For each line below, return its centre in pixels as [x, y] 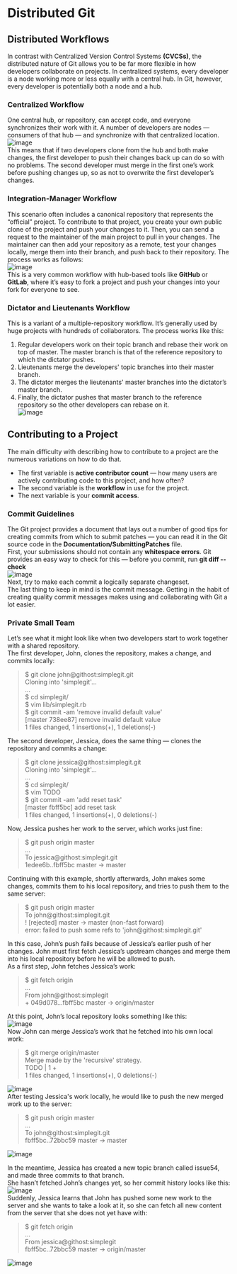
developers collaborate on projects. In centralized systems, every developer [118, 71]
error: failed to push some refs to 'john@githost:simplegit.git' [113, 930]
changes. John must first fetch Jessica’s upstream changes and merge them [119, 952]
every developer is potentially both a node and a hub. [85, 86]
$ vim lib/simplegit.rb [56, 705]
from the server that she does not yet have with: [77, 1213]
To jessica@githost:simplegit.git [71, 857]
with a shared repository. [44, 646]
